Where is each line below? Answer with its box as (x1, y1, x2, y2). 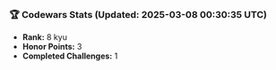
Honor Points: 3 (22, 42, 82, 52)
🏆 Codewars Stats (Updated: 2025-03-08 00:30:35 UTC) (9, 8, 267, 20)
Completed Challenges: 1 (22, 51, 118, 61)
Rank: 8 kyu (22, 32, 67, 43)
